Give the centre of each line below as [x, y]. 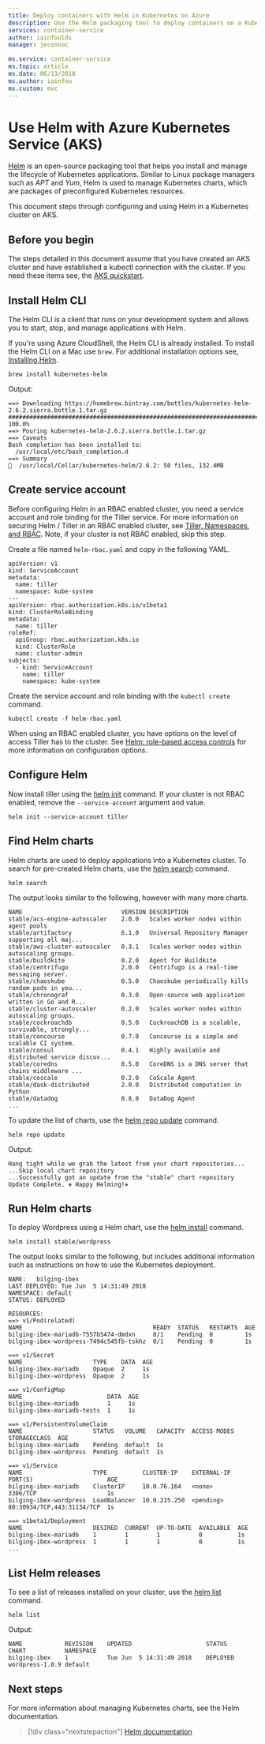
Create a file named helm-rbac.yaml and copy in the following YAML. [119, 549]
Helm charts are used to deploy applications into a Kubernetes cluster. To [127, 860]
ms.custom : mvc [33, 88]
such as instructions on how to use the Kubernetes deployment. [112, 1265]
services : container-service [56, 30]
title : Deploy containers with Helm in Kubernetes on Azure [109, 15]
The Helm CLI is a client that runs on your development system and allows [129, 320]
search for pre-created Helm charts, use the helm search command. [119, 868]
